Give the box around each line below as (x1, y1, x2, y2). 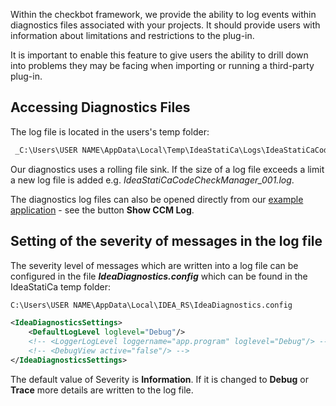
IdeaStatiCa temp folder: (10, 280, 111, 293)
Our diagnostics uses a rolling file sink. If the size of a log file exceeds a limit (10, 163, 325, 175)
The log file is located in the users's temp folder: (10, 125, 210, 138)
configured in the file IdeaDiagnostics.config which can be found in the (10, 270, 308, 282)
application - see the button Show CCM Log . (10, 204, 195, 216)
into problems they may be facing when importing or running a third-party (10, 60, 315, 71)
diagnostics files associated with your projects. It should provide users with (10, 19, 321, 31)
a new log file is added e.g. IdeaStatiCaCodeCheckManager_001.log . (10, 174, 295, 186)
